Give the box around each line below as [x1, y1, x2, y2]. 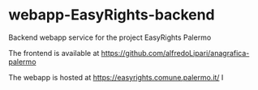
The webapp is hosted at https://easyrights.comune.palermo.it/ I [8, 72, 224, 82]
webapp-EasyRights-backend [8, 6, 215, 24]
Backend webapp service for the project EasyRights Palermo [8, 32, 212, 42]
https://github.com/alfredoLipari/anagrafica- [101, 48, 250, 58]
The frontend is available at [8, 48, 100, 58]
